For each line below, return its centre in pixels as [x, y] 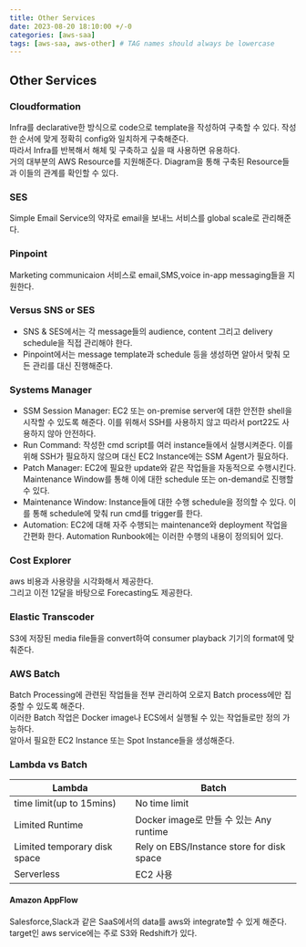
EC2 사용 [154, 875]
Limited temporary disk [63, 847]
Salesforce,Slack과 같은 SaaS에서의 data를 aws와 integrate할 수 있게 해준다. [148, 921]
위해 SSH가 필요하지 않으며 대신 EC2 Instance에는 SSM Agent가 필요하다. [155, 456]
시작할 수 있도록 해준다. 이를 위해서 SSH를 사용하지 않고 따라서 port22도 [151, 422]
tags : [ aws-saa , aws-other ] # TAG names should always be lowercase [142, 43]
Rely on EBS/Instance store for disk [210, 847]
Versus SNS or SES [52, 310]
